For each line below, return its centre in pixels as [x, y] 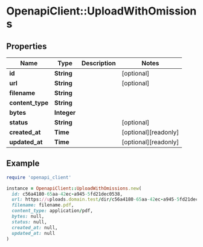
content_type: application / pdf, [53, 211]
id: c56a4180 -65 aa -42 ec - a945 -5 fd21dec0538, [67, 194]
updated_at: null [34, 233]
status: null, [29, 222]
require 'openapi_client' [39, 177]
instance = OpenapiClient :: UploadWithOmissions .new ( [74, 188]
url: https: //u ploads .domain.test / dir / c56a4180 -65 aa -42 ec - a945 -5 [96, 200]
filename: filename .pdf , [43, 205]
